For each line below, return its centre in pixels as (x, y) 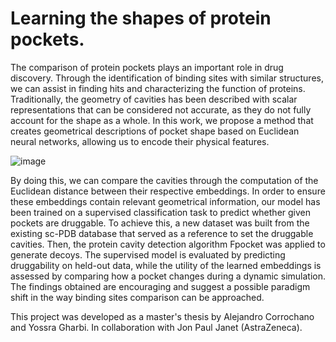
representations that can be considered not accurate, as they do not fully (161, 109)
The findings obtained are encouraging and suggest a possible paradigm (160, 286)
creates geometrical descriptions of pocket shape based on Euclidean (155, 131)
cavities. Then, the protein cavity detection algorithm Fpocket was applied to (168, 244)
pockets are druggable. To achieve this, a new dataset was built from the (160, 223)
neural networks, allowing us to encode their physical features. (140, 141)
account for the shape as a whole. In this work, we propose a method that (162, 120)
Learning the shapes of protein (141, 18)
